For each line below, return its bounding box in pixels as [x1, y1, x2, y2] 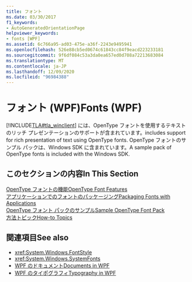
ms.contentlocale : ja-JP [6, 63, 67, 69]
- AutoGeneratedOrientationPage [6, 25, 85, 31]
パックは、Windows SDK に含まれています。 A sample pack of [22, 144, 172, 151]
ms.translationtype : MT [6, 58, 64, 63]
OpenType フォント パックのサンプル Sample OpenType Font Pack [6, 206, 165, 213]
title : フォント [6, 8, 42, 15]
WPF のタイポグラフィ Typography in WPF [14, 269, 116, 276]
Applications [6, 199, 36, 206]
